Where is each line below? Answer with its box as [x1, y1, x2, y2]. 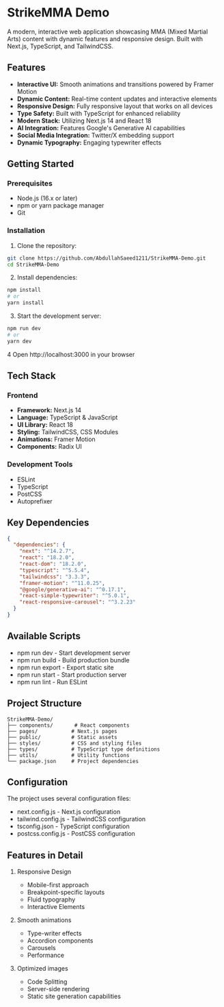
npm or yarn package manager [16, 201, 104, 210]
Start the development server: [16, 312, 102, 320]
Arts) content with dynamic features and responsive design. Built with [7, 34, 204, 42]
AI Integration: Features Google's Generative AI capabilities [16, 123, 186, 132]
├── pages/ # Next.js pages [7, 728, 117, 734]
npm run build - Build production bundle [16, 656, 130, 664]
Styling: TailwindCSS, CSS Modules [16, 428, 119, 436]
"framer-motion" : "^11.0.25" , [19, 580, 106, 586]
